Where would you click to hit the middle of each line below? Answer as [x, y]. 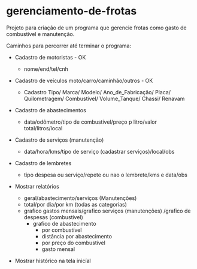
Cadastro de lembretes [43, 163]
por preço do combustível [74, 243]
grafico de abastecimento [65, 223]
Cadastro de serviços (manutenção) [59, 140]
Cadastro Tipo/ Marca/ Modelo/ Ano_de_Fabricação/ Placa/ [97, 92]
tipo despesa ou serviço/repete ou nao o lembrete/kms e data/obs [105, 175]
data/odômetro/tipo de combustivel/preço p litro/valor [90, 122]
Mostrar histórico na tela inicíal [53, 261]
